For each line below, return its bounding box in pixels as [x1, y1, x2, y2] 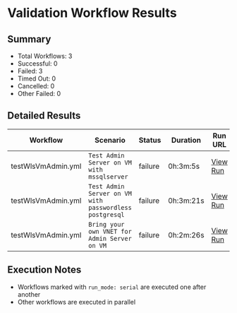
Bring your [87, 220, 125, 228]
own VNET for [87, 228, 132, 235]
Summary [7, 33, 51, 45]
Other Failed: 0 [17, 90, 61, 98]
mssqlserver [87, 172, 128, 181]
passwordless [87, 203, 132, 211]
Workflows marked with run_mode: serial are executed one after [17, 283, 207, 291]
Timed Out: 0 [17, 74, 56, 83]
